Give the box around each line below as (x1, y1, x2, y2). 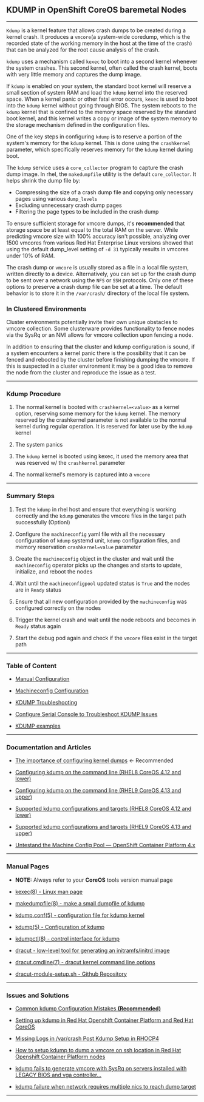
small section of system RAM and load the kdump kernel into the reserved (6, 89, 188, 96)
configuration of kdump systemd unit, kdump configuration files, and (15, 536, 180, 544)
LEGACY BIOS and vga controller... (15, 1071, 102, 1078)
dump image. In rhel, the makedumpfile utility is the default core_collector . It (6, 170, 196, 178)
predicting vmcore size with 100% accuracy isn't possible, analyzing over (6, 232, 190, 240)
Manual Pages (6, 862, 50, 871)
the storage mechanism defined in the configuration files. (6, 121, 150, 128)
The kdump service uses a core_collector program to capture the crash (6, 164, 183, 171)
